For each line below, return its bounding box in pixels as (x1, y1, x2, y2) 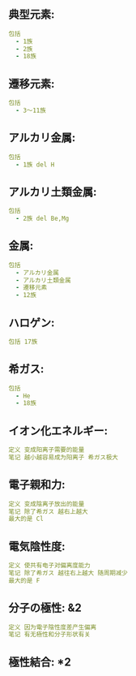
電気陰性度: (8, 539, 66, 553)
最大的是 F (8, 576, 40, 584)
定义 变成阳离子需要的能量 (8, 446, 85, 454)
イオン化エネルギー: (8, 424, 108, 437)
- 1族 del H (15, 161, 55, 169)
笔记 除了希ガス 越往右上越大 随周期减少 (8, 569, 128, 577)
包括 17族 (8, 338, 38, 346)
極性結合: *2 (8, 655, 71, 669)
